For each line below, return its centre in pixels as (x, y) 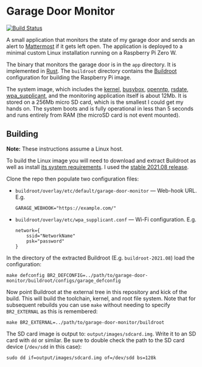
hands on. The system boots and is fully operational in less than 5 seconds (100, 108)
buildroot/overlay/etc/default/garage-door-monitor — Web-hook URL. (106, 190)
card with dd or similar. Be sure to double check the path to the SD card (96, 340)
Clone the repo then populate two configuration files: (72, 179)
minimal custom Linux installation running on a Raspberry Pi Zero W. (92, 52)
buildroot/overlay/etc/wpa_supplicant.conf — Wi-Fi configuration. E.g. (106, 219)
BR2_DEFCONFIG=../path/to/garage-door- (98, 275)
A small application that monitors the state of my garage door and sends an (101, 39)
